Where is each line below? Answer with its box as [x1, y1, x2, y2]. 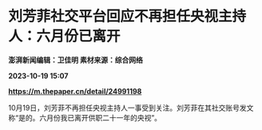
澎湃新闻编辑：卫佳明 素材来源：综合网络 [8, 55, 144, 65]
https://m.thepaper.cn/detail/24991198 [8, 86, 142, 96]
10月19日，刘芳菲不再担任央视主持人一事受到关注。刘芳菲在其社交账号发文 [8, 103, 254, 112]
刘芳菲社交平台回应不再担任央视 [8, 7, 219, 26]
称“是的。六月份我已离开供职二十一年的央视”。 [8, 112, 162, 122]
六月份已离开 [36, 27, 121, 45]
